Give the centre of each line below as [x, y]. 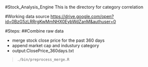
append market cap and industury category [56, 45]
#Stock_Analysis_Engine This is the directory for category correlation [74, 7]
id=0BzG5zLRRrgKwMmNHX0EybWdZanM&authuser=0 [61, 22]
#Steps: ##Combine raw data [34, 31]
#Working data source [27, 16]
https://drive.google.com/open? [82, 16]
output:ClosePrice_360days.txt [43, 51]
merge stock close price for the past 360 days [58, 40]
